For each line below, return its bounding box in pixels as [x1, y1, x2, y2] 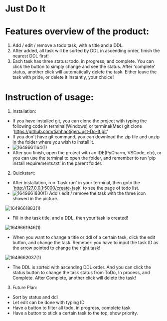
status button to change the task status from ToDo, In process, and [12, 270, 151, 276]
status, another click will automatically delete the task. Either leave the [12, 69, 157, 75]
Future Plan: [12, 285, 37, 291]
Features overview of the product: [5, 26, 150, 37]
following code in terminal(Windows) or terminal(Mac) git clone [12, 123, 142, 129]
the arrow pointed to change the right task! [12, 245, 101, 251]
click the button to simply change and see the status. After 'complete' [12, 63, 156, 70]
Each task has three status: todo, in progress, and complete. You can [12, 58, 154, 64]
